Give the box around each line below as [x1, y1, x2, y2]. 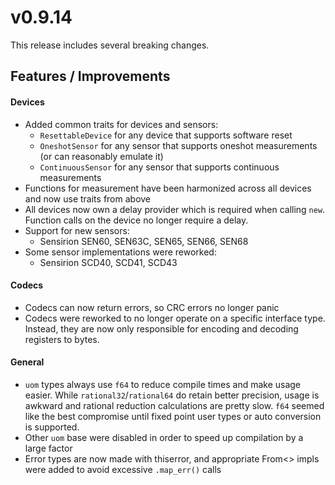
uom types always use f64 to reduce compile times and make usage [24, 378, 302, 390]
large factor [24, 442, 73, 454]
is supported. [24, 421, 80, 433]
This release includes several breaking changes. [10, 39, 210, 51]
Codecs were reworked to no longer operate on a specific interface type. [24, 312, 326, 324]
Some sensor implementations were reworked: [24, 246, 217, 258]
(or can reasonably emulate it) [39, 150, 164, 162]
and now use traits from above [24, 192, 152, 205]
